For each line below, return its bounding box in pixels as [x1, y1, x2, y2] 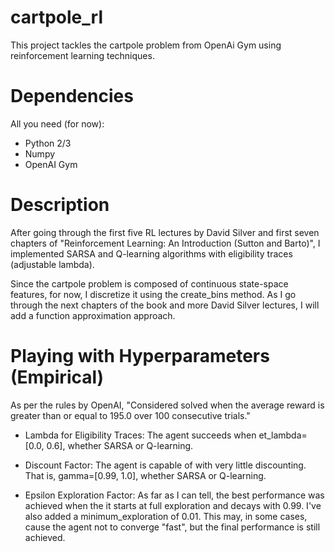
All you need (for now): [10, 117, 105, 130]
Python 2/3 [24, 137, 72, 149]
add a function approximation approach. [10, 309, 176, 321]
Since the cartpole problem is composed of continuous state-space [10, 277, 289, 290]
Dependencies [10, 85, 134, 108]
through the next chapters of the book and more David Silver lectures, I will [10, 299, 320, 311]
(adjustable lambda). [10, 258, 95, 270]
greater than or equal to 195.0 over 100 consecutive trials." [10, 409, 251, 421]
